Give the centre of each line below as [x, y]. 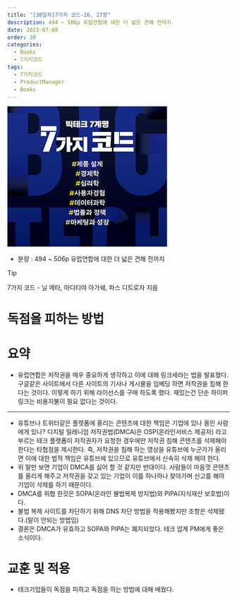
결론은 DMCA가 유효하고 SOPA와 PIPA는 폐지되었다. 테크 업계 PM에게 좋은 [121, 529]
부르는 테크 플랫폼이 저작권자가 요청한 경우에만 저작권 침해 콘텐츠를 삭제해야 [122, 440]
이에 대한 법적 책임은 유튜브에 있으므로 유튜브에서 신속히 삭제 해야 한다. [123, 458]
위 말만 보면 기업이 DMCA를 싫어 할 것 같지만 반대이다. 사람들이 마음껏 [114, 467]
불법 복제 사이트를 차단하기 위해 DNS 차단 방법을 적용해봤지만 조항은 [111, 511]
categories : [25, 45]
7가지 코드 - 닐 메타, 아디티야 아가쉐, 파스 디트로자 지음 [83, 288]
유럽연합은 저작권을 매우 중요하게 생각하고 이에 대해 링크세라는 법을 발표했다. [123, 375]
